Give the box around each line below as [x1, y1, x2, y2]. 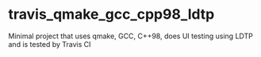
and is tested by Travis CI [8, 39, 91, 48]
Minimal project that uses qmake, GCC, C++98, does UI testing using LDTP [8, 31, 254, 41]
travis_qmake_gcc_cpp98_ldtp [8, 5, 215, 23]
